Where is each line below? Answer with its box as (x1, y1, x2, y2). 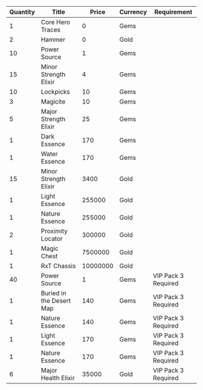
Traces (40, 25, 61, 34)
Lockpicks (40, 88, 71, 96)
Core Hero (40, 18, 71, 26)
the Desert (40, 297, 71, 305)
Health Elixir (40, 374, 76, 382)
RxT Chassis (40, 262, 76, 270)
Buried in (40, 289, 66, 297)
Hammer (40, 36, 65, 44)
